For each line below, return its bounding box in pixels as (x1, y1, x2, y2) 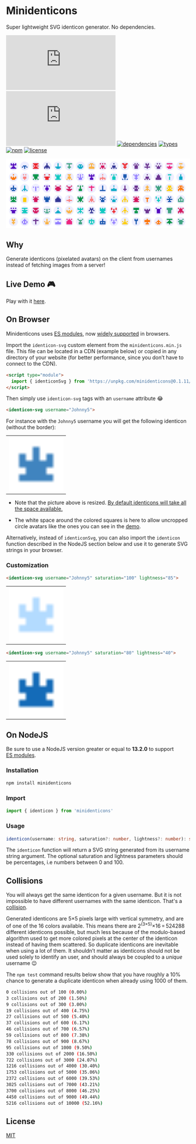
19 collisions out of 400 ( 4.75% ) (6, 1008, 90, 1014)
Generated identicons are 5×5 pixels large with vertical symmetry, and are (6, 915, 184, 922)
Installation (6, 766, 39, 774)
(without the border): (6, 424, 57, 431)
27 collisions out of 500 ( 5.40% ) (6, 1014, 90, 1020)
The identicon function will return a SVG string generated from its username (6, 846, 190, 853)
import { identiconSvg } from (11, 378, 85, 384)
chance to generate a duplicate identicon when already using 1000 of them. (6, 977, 188, 984)
